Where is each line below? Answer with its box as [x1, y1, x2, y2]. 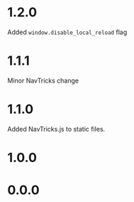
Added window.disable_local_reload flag [7, 28, 128, 36]
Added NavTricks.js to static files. [7, 124, 106, 133]
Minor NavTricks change [7, 76, 79, 85]
